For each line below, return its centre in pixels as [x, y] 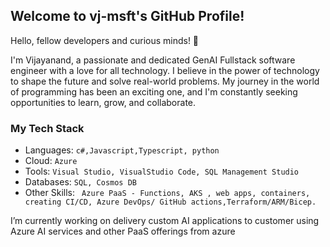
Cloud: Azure [51, 161]
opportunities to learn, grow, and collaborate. [103, 102]
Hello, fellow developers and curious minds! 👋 [105, 40]
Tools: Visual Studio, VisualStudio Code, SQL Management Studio [162, 171]
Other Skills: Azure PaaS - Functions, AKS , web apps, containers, [167, 193]
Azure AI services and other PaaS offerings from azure [123, 231]
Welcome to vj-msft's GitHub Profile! [127, 16]
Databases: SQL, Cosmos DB [80, 182]
